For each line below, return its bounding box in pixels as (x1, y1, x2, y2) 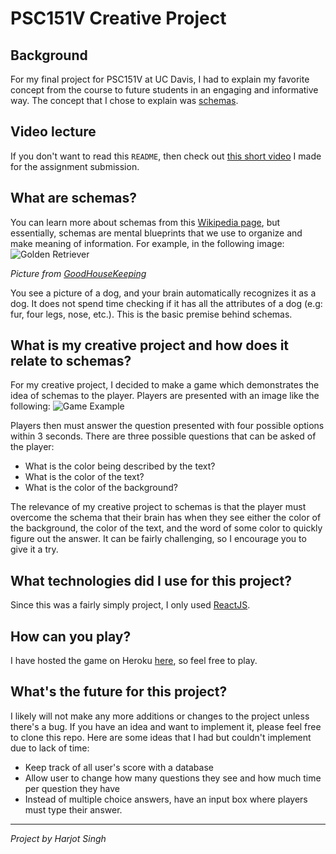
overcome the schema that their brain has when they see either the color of (10, 512, 322, 524)
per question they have (24, 782, 120, 794)
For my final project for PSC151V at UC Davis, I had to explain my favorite (10, 73, 310, 85)
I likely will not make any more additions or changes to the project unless (10, 710, 310, 722)
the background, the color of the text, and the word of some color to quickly (10, 522, 323, 534)
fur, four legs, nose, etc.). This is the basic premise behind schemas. (10, 308, 293, 320)
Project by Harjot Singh (10, 832, 107, 844)
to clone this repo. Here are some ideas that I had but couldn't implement (10, 731, 312, 743)
